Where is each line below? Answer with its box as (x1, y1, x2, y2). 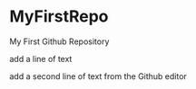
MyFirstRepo (9, 6, 109, 27)
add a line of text (9, 53, 73, 64)
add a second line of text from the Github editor (9, 70, 188, 82)
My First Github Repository (9, 36, 110, 47)
